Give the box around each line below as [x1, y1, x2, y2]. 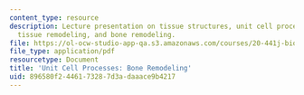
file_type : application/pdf [9, 47, 116, 56]
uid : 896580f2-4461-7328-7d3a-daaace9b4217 [9, 72, 176, 81]
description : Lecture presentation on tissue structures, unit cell [9, 22, 273, 31]
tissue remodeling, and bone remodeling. [17, 30, 176, 39]
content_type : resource [9, 13, 100, 23]
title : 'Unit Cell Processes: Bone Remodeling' [9, 64, 193, 73]
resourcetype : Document [9, 55, 100, 64]
